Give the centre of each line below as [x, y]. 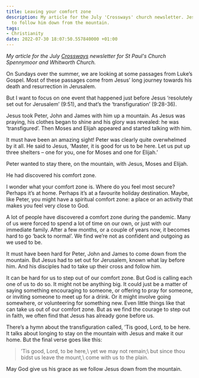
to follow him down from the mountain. [61, 23]
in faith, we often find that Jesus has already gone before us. [81, 315]
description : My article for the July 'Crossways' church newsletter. [95, 17]
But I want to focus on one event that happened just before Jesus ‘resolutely [99, 98]
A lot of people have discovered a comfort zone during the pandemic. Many [99, 217]
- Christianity [25, 34]
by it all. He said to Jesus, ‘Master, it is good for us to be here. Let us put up [98, 146]
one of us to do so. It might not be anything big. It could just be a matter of [97, 284]
